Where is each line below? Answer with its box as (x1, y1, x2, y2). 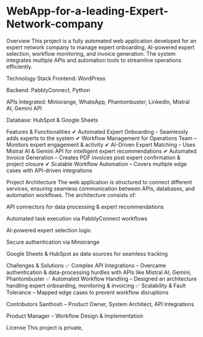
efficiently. (6, 62, 33, 70)
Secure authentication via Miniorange (6, 238, 100, 245)
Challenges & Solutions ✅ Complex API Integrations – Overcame (6, 262, 167, 269)
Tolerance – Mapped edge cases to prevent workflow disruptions (6, 289, 169, 296)
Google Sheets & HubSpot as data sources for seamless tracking (6, 250, 168, 257)
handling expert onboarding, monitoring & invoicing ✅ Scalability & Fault (6, 282, 186, 289)
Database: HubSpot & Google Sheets (6, 116, 98, 124)
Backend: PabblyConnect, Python (6, 86, 91, 93)
